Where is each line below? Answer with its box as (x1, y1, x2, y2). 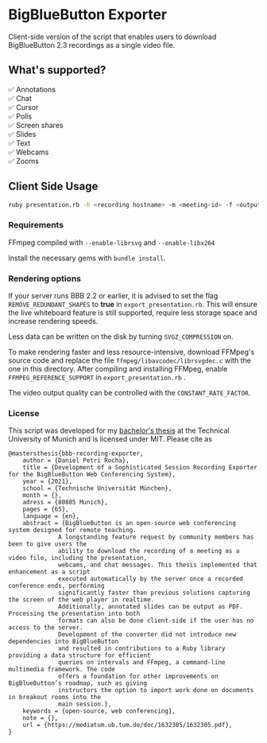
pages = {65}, (22, 505, 69, 514)
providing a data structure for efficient (8, 652, 151, 659)
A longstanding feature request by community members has (58, 533, 254, 542)
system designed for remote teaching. (8, 527, 137, 535)
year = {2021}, (22, 477, 73, 486)
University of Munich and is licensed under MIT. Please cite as (8, 434, 213, 444)
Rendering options (8, 273, 82, 284)
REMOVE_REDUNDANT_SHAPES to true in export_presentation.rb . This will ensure (8, 300, 258, 309)
